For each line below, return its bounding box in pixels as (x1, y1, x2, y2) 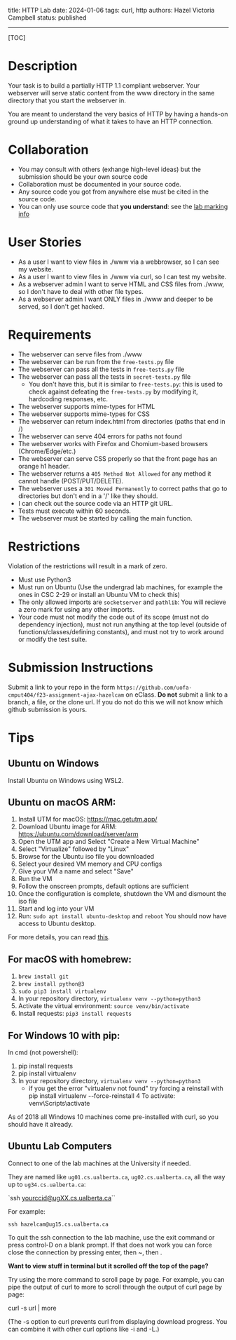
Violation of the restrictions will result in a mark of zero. (8, 561, 167, 570)
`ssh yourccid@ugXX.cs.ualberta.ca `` (8, 1193, 116, 1202)
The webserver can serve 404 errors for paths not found (18, 431, 183, 441)
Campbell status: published (8, 13, 87, 22)
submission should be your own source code (18, 172, 148, 181)
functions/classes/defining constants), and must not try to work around (18, 627, 224, 636)
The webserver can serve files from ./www (18, 350, 142, 359)
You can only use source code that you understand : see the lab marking (18, 202, 228, 210)
